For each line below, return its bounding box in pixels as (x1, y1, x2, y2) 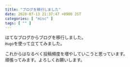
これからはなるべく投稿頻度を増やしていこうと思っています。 (5, 51, 128, 57)
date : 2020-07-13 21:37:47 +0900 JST (5, 12, 81, 17)
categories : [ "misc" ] (5, 16, 53, 21)
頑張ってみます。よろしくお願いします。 (5, 57, 85, 63)
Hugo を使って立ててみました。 (5, 41, 65, 47)
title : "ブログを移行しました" (5, 7, 61, 12)
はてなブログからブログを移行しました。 (5, 34, 86, 40)
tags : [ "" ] (5, 20, 32, 26)
